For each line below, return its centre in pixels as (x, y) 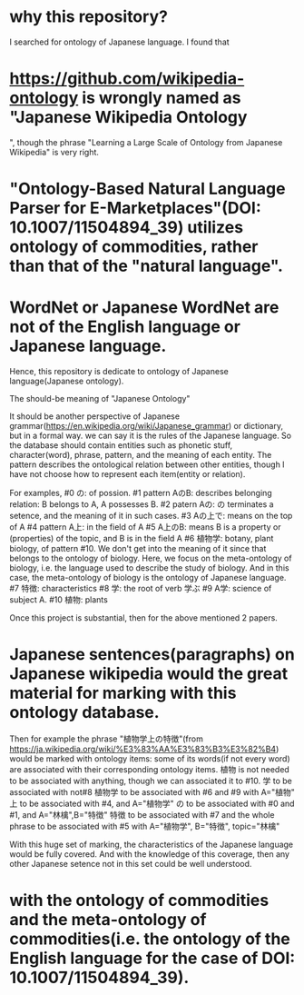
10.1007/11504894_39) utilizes (126, 228)
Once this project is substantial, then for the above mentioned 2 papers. (144, 618)
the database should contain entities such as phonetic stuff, (121, 445)
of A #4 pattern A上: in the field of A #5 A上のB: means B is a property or (145, 527)
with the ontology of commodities (139, 900)
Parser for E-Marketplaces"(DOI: (135, 209)
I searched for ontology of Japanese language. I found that (119, 42)
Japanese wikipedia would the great (149, 674)
